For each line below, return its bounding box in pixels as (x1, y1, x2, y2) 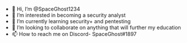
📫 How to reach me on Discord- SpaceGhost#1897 (11, 31, 137, 37)
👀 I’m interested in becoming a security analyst (11, 12, 126, 19)
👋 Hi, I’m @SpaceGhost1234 (11, 6, 81, 12)
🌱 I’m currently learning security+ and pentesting (11, 18, 131, 24)
